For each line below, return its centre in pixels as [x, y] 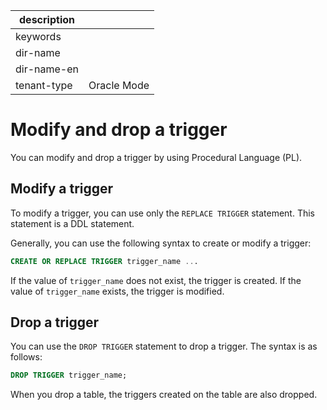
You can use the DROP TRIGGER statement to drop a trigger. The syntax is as [164, 346]
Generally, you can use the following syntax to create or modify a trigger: [161, 243]
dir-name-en [47, 69]
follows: [26, 357]
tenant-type [44, 85]
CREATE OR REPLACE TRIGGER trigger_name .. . [104, 261]
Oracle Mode [119, 85]
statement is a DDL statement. [72, 223]
